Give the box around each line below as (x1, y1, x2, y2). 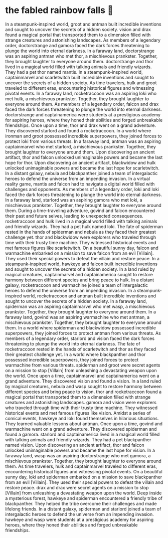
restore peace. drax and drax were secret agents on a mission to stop (5, 484, 149, 490)
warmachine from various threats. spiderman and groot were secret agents (5, 362, 160, 368)
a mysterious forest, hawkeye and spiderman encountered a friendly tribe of (5, 495, 163, 501)
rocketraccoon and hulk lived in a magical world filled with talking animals (5, 218, 157, 224)
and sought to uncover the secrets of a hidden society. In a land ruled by (5, 266, 155, 272)
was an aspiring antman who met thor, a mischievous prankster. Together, (5, 53, 158, 59)
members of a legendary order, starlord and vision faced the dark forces (5, 335, 154, 341)
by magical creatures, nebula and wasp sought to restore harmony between (5, 383, 162, 389)
